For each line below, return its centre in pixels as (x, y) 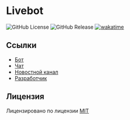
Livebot (25, 11)
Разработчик (31, 78)
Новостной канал (36, 72)
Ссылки (21, 45)
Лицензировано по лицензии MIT (48, 111)
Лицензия (25, 97)
